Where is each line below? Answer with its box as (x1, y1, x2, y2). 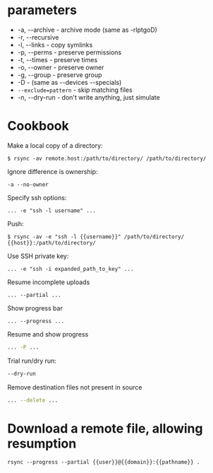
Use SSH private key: (7, 252, 69, 260)
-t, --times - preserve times (17, 55, 98, 64)
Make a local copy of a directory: (7, 141, 104, 150)
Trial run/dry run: (7, 356, 56, 365)
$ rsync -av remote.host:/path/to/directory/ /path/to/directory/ (7, 155, 207, 162)
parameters (7, 2, 78, 18)
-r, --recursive (17, 33, 59, 41)
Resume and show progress (7, 329, 89, 338)
